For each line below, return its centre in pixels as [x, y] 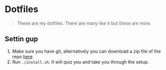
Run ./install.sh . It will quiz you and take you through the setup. [80, 62]
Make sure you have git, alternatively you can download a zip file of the [86, 51]
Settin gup [22, 39]
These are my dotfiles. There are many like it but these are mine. [84, 23]
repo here [22, 56]
